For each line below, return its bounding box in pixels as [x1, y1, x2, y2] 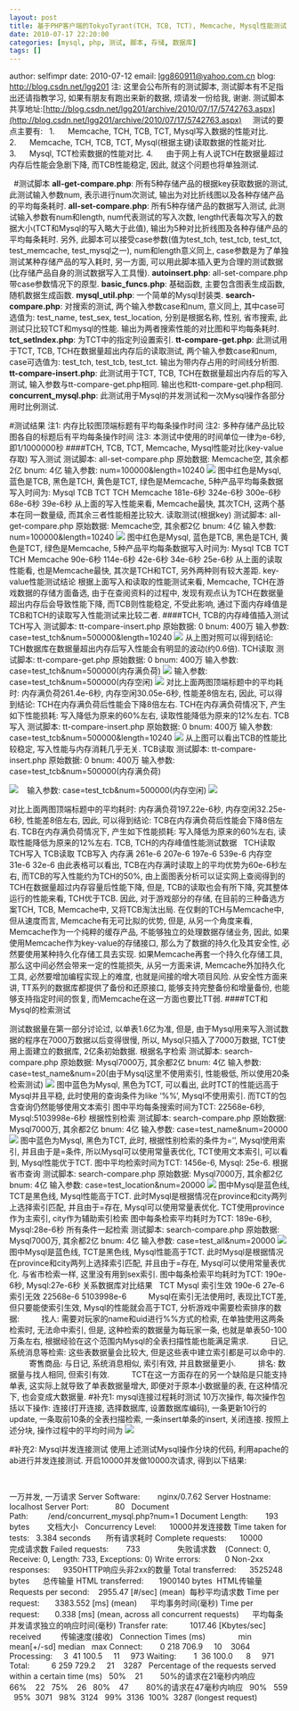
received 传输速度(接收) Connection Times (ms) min [9, 1632, 252, 1642]
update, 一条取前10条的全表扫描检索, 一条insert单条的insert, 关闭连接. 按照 [9, 1414, 282, 1425]
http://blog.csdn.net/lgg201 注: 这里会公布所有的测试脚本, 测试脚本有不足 [9, 81, 276, 92]
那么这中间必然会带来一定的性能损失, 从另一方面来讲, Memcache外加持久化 [9, 960, 286, 971]
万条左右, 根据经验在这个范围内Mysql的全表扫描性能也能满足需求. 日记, [9, 1335, 289, 1347]
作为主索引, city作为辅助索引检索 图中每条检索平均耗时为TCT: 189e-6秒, [9, 1213, 272, 1224]
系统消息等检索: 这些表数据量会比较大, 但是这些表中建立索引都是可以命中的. [9, 1347, 286, 1358]
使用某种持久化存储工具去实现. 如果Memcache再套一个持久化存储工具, [24, 949, 283, 960]
